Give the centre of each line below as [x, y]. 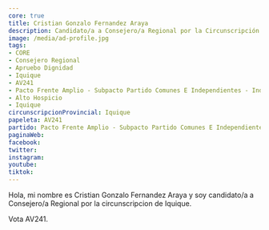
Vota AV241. [28, 219]
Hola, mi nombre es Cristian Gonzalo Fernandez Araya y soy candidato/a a [131, 195]
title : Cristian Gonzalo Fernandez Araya [78, 23]
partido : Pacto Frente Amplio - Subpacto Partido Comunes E [111, 127]
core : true [26, 16]
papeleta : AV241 [35, 120]
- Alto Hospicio [35, 98]
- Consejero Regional [44, 61]
